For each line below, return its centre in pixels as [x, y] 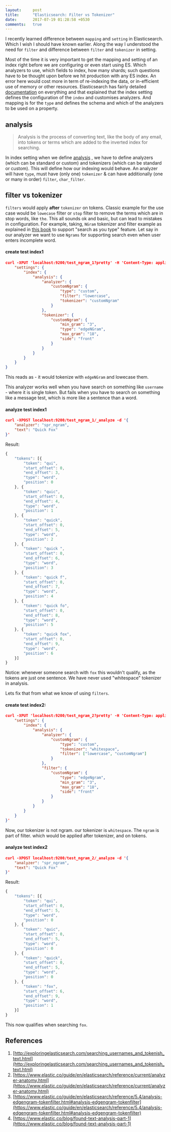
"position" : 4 [38, 596]
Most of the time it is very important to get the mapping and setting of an [81, 60]
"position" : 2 [38, 539]
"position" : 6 [38, 653]
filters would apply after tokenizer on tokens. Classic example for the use [84, 207]
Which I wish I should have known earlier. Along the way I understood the [82, 44]
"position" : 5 [38, 625]
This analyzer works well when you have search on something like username [84, 387]
